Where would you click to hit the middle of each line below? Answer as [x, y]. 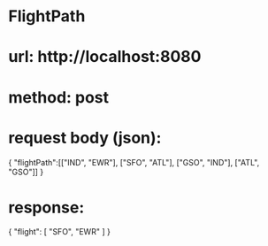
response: [46, 208]
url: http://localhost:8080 [105, 57]
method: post [59, 97]
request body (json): [85, 138]
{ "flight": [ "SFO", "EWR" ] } [60, 232]
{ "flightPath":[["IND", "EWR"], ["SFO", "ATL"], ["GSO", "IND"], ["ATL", [134, 162]
